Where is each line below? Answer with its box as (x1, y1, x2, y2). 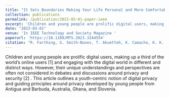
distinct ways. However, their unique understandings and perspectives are (5, 64, 160, 70)
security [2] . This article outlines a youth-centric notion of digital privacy (5, 75, 158, 81)
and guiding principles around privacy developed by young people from (5, 80, 155, 86)
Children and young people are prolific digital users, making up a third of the (5, 54, 164, 60)
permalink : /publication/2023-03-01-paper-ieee (5, 17, 108, 22)
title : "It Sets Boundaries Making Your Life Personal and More (5, 7, 144, 13)
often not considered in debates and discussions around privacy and (5, 70, 148, 76)
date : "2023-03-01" (5, 26, 47, 31)
